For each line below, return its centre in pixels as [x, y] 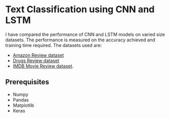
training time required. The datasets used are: [54, 45]
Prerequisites [27, 82]
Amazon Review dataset [38, 55]
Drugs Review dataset [36, 60]
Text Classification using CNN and [80, 9]
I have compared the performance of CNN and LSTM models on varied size [85, 34]
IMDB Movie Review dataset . [43, 66]
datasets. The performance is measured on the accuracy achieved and [80, 40]
